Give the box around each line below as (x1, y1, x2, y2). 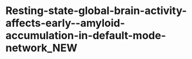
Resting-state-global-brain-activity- (5, 4, 187, 18)
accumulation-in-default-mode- (5, 29, 166, 42)
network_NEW (5, 41, 78, 55)
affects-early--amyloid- (5, 16, 125, 30)
